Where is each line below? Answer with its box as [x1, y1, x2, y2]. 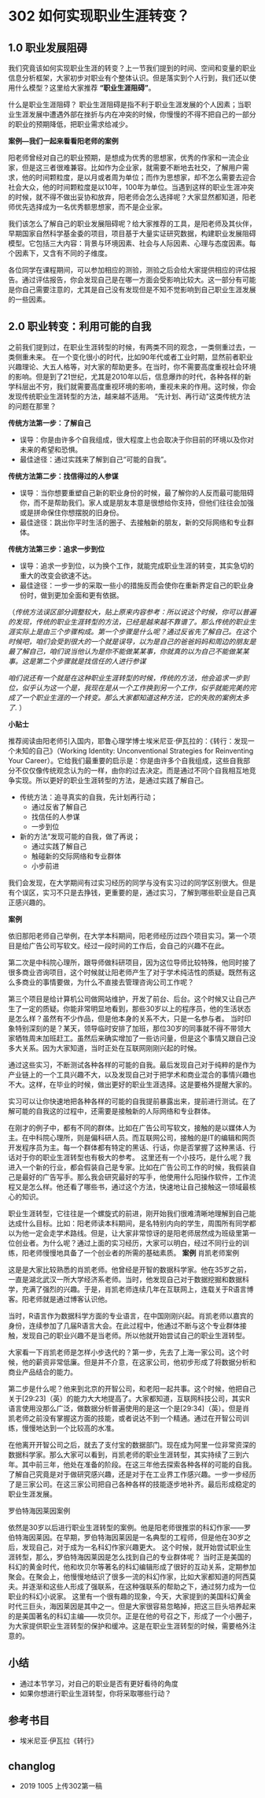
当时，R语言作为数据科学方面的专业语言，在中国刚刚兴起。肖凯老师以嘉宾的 [8, 1311, 254, 1320]
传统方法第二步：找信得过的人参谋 [8, 471, 119, 480]
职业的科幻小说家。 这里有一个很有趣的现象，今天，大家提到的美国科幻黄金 [8, 1592, 252, 1601]
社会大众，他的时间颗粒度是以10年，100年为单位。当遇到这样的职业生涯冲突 [8, 183, 254, 191]
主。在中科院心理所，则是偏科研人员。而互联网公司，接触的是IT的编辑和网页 [8, 1133, 256, 1142]
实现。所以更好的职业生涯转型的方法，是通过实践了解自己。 [14, 775, 208, 784]
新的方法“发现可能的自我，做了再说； [19, 832, 140, 841]
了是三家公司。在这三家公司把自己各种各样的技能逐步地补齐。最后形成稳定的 [8, 1479, 256, 1488]
